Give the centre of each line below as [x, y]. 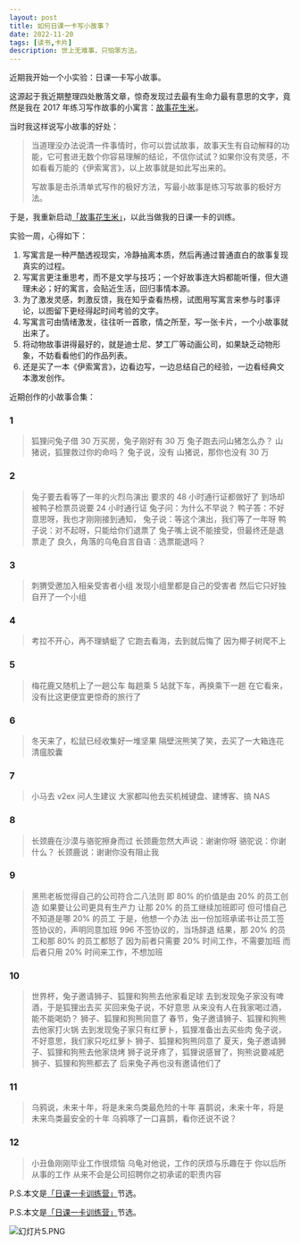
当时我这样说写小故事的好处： [64, 127]
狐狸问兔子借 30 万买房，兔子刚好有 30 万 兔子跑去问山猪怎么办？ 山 [157, 441]
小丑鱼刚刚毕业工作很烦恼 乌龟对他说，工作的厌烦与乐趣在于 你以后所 [158, 1163]
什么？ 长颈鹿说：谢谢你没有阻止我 [95, 852]
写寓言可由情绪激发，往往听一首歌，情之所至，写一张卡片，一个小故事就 [155, 322]
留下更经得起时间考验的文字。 [108, 311]
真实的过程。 [46, 266]
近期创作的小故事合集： [52, 397]
